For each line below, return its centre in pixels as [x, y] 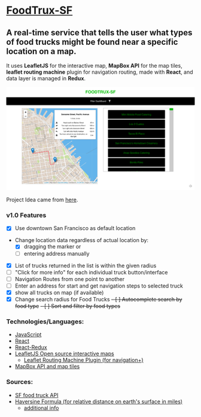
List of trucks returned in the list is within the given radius [86, 265]
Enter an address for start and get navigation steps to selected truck [99, 286]
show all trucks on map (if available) [59, 292]
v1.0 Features [26, 215]
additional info [41, 407]
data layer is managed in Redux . [46, 78]
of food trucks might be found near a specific [92, 42]
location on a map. [41, 51]
